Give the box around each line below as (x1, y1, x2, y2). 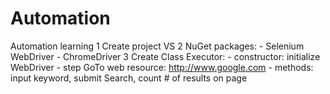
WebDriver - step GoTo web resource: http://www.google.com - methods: (10, 61, 314, 73)
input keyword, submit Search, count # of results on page (10, 72, 248, 84)
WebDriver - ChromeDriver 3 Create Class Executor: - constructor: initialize (10, 50, 321, 62)
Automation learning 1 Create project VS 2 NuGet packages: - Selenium (10, 40, 305, 52)
